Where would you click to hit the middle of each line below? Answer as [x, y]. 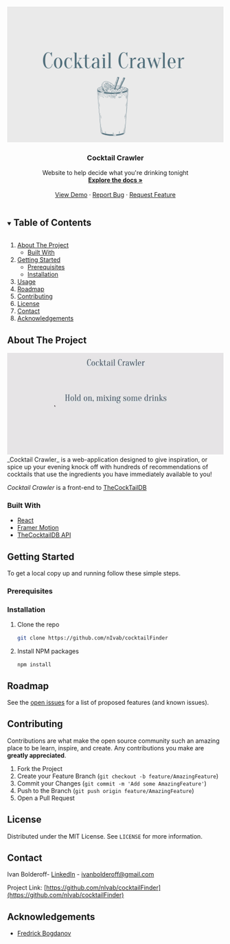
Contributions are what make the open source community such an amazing [113, 741]
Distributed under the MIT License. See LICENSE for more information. [105, 836]
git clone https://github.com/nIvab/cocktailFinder [92, 638]
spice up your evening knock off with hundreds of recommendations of [108, 466]
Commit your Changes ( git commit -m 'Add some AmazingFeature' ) [112, 783]
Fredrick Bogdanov [44, 934]
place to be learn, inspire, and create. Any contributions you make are [106, 748]
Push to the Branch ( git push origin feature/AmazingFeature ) [105, 790]
